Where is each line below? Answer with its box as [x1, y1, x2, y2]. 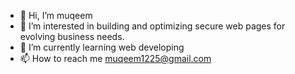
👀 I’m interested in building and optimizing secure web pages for [19, 20, 286, 32]
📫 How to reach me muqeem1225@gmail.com [19, 53, 212, 64]
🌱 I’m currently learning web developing [19, 41, 185, 53]
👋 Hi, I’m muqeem [19, 10, 93, 21]
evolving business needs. [19, 31, 125, 42]
